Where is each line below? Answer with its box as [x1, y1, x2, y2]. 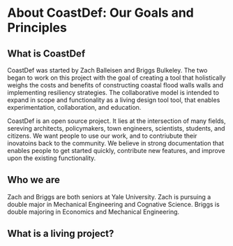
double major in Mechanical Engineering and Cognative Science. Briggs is [7, 200, 220, 208]
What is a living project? [7, 228, 114, 240]
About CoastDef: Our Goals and [7, 5, 194, 21]
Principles [7, 20, 68, 36]
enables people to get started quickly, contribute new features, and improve [7, 147, 225, 154]
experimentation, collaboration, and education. [7, 103, 142, 111]
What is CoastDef [7, 48, 86, 59]
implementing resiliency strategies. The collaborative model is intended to [7, 89, 220, 96]
